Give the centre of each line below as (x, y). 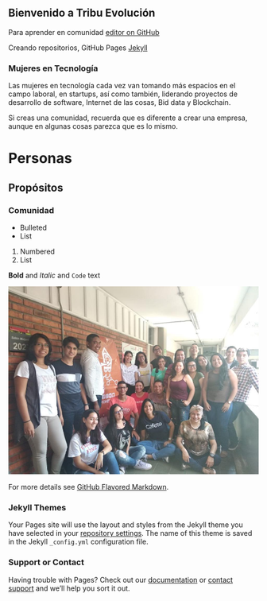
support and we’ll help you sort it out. (69, 588)
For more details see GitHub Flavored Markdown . (89, 487)
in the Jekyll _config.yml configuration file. (78, 542)
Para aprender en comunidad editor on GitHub (84, 32)
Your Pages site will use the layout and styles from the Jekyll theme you (126, 525)
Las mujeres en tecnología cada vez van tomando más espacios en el (122, 86)
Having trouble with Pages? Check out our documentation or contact (120, 580)
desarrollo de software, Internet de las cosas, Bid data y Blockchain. (120, 103)
